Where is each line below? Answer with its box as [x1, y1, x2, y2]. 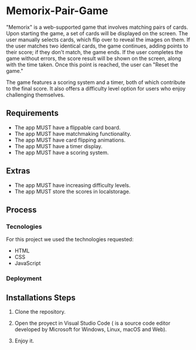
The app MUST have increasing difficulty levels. [14, 181, 131, 189]
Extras [6, 166, 31, 176]
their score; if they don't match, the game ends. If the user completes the [6, 48, 183, 55]
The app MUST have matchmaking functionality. [14, 130, 131, 137]
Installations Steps [6, 292, 76, 302]
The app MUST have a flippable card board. [14, 124, 121, 131]
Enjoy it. [14, 337, 34, 344]
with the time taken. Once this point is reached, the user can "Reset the [6, 61, 178, 68]
